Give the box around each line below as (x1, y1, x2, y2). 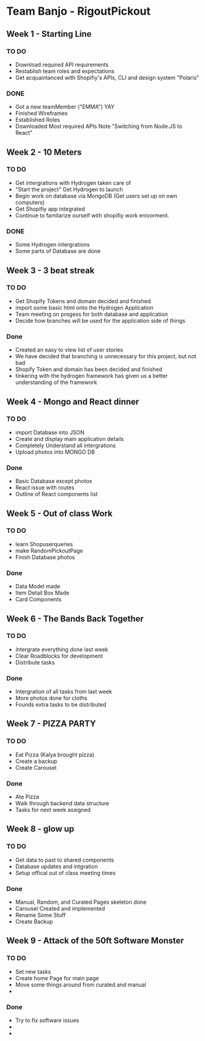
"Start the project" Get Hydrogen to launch (15, 186, 124, 193)
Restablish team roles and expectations (15, 67, 115, 75)
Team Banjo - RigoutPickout (6, 4, 151, 18)
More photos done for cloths (15, 694, 88, 702)
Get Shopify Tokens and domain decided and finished (15, 297, 151, 304)
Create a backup (15, 757, 58, 765)
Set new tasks (15, 968, 51, 975)
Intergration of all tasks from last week (15, 688, 112, 696)
